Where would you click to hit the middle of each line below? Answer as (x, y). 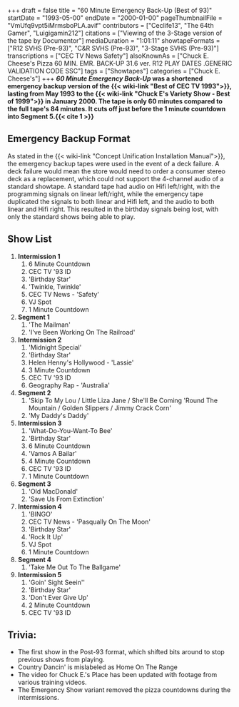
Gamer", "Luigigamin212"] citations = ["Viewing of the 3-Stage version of (115, 33)
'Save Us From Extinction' (66, 499)
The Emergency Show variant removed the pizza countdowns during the (124, 690)
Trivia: (22, 635)
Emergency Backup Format (69, 139)
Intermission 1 (39, 256)
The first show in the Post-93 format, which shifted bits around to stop (121, 652)
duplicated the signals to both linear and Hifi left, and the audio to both (111, 201)
